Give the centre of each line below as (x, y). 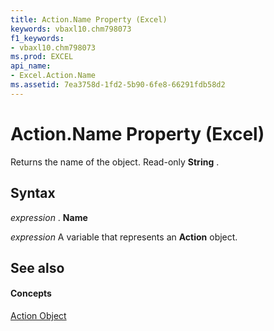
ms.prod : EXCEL (42, 57)
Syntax (33, 193)
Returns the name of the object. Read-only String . (115, 162)
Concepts (31, 293)
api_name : (31, 66)
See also (37, 267)
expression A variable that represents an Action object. (124, 237)
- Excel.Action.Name (53, 76)
